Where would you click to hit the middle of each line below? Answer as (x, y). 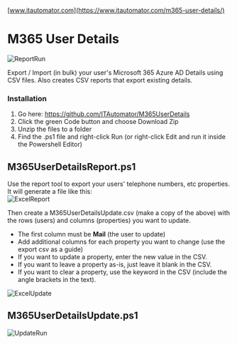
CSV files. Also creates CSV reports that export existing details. (100, 80)
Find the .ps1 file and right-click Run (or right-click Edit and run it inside (121, 137)
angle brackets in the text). (57, 280)
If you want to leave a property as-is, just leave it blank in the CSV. (115, 265)
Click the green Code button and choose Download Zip (98, 122)
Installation (27, 98)
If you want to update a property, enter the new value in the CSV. (112, 257)
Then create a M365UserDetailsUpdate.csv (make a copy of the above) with (119, 213)
